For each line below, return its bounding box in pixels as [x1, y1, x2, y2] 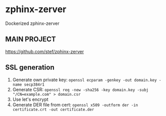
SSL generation [5, 63, 54, 72]
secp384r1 [24, 82, 45, 87]
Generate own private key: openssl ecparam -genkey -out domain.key [12, 76, 157, 83]
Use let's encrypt [12, 96, 49, 102]
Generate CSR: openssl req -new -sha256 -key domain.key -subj [12, 86, 149, 92]
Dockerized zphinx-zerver [5, 20, 60, 26]
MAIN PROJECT [5, 35, 57, 44]
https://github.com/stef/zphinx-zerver [5, 48, 84, 54]
